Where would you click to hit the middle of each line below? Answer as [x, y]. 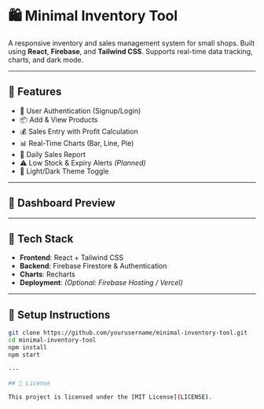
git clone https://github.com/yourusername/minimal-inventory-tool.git [128, 333]
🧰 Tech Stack [41, 238]
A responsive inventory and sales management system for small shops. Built [132, 43]
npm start [24, 355]
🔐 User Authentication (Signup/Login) [80, 111]
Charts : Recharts [48, 274]
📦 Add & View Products [59, 119]
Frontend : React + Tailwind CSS [71, 257]
